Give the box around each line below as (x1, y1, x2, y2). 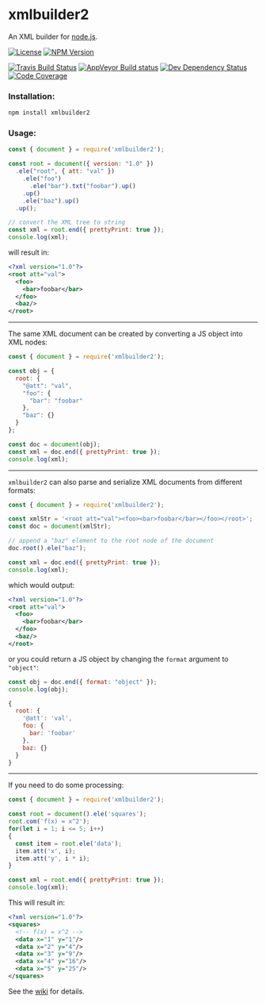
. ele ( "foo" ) (22, 175, 62, 183)
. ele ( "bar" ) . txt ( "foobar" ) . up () (28, 182, 136, 190)
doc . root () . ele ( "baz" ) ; (8, 544, 87, 552)
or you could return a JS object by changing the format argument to (8, 654, 229, 663)
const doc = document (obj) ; (8, 440, 101, 448)
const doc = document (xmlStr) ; (8, 522, 112, 531)
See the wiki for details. (8, 986, 85, 996)
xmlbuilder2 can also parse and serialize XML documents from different (8, 477, 243, 486)
